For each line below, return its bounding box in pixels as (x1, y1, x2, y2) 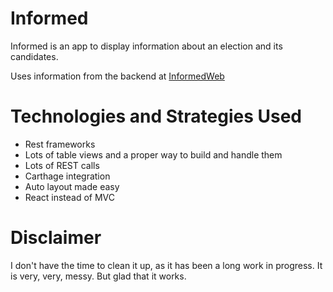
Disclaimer (10, 227, 102, 249)
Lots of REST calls (24, 159, 100, 171)
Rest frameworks (24, 138, 96, 150)
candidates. (10, 50, 59, 62)
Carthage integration (24, 170, 111, 182)
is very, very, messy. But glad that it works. (10, 270, 187, 282)
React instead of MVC (24, 191, 116, 203)
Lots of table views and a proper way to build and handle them (24, 148, 283, 161)
